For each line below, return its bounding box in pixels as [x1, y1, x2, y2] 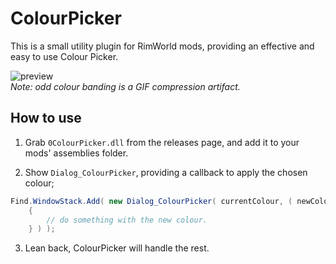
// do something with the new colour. [46, 215, 208, 225]
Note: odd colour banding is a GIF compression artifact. [10, 80, 241, 92]
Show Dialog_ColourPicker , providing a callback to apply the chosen [24, 166, 308, 178]
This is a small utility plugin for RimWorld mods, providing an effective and [10, 40, 315, 52]
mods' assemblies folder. [24, 147, 129, 159]
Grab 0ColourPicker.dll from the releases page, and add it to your [24, 136, 300, 148]
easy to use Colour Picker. [10, 50, 119, 62]
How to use [10, 110, 82, 127]
